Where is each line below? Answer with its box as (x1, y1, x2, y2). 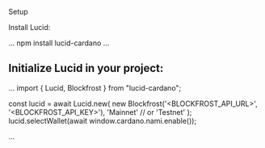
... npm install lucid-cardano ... (8, 38, 110, 48)
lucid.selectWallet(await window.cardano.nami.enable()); (8, 116, 197, 125)
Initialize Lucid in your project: (8, 61, 164, 75)
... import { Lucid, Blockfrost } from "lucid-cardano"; (8, 82, 182, 92)
